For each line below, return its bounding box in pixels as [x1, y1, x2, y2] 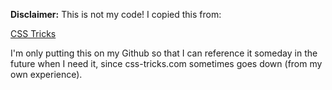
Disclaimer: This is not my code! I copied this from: [10, 9, 222, 20]
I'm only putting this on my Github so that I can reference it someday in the [10, 47, 318, 59]
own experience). [10, 69, 83, 80]
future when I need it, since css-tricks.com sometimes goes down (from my [10, 58, 323, 69]
